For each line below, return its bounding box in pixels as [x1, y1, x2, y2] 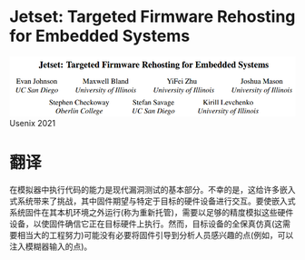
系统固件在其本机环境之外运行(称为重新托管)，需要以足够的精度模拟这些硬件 [9, 206, 294, 217]
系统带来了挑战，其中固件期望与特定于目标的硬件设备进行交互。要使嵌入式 [16, 195, 296, 206]
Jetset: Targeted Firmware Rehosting [9, 6, 296, 27]
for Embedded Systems [9, 25, 191, 46]
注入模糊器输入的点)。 [9, 241, 93, 252]
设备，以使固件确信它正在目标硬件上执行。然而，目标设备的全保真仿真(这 [9, 218, 283, 229]
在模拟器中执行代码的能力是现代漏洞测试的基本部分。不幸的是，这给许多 [9, 184, 280, 195]
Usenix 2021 [9, 117, 56, 128]
